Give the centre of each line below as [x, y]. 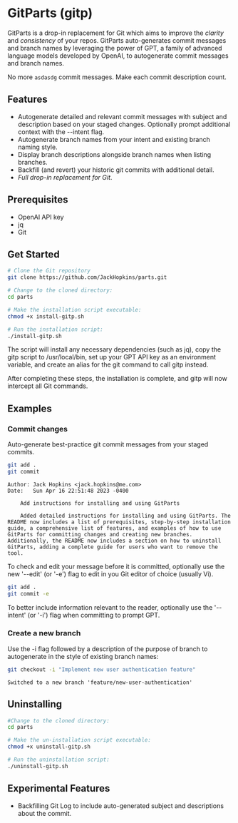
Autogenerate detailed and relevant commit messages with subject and [122, 116]
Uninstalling [35, 704]
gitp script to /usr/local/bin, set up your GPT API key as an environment [112, 357]
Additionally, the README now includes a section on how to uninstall [114, 541]
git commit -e [29, 593]
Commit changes [38, 429]
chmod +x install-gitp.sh [46, 316]
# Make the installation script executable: [74, 310]
